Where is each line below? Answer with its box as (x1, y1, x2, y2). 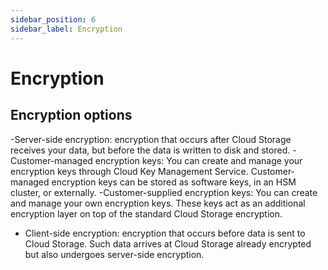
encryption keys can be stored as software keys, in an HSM (51, 176, 297, 188)
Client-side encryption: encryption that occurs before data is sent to (24, 227, 306, 239)
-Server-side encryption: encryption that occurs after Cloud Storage (10, 133, 292, 145)
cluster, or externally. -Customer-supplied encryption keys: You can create (10, 186, 318, 198)
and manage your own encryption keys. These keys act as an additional (10, 197, 306, 209)
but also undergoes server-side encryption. (24, 248, 205, 260)
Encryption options (10, 107, 133, 124)
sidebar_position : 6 (10, 14, 97, 25)
